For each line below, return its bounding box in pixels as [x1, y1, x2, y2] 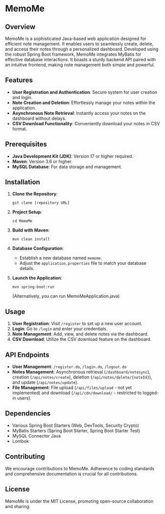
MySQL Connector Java [12, 433, 61, 439]
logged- [142, 390, 159, 396]
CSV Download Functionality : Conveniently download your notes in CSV [12, 120, 160, 126]
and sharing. [5, 503, 30, 509]
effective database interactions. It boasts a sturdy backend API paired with [5, 57, 156, 62]
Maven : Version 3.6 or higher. [12, 158, 73, 164]
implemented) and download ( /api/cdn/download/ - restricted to [12, 390, 142, 396]
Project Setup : [12, 209, 42, 215]
